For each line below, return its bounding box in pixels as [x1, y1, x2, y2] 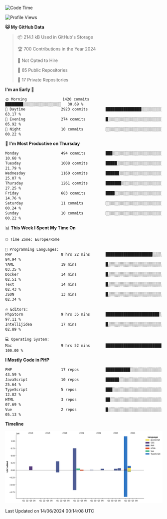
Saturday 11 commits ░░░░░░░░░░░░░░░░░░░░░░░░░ [5, 201, 162, 206]
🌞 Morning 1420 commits [5, 97, 90, 102]
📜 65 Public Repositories [17, 67, 68, 73]
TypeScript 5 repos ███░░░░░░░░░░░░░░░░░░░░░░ [5, 387, 162, 392]
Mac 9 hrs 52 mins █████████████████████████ [5, 343, 162, 348]
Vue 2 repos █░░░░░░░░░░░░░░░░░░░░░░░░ [5, 407, 162, 412]
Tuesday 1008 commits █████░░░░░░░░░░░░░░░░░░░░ [5, 161, 162, 166]
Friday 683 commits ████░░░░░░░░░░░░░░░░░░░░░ [5, 191, 162, 196]
